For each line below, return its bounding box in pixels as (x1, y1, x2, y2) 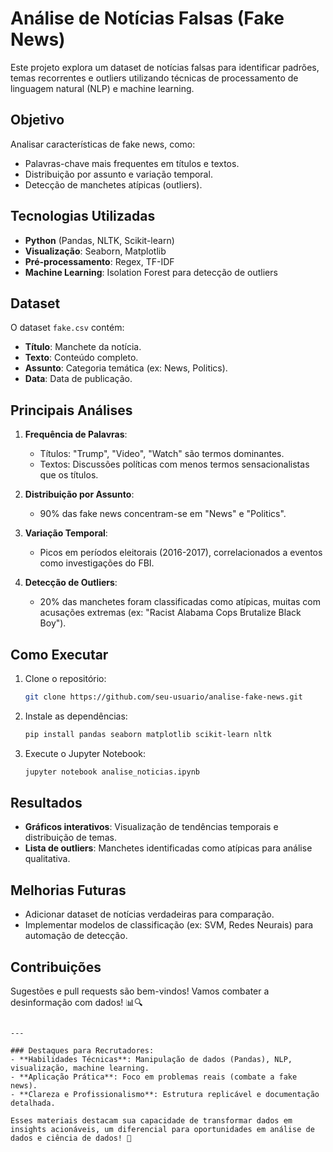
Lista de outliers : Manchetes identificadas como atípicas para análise (24, 842, 313, 854)
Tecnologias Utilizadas (10, 208, 156, 225)
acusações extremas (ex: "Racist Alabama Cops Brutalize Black (39, 607, 302, 619)
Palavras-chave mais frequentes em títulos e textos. (24, 157, 240, 169)
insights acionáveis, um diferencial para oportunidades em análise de (10, 1125, 315, 1135)
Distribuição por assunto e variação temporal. (24, 168, 213, 180)
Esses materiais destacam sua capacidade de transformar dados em (10, 1116, 293, 1126)
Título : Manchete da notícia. (24, 341, 142, 353)
